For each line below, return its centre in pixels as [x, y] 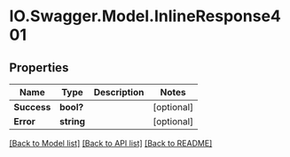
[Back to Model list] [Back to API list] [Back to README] [111, 143]
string [72, 121]
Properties [39, 67]
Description [119, 92]
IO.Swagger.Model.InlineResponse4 [145, 16]
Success [32, 107]
